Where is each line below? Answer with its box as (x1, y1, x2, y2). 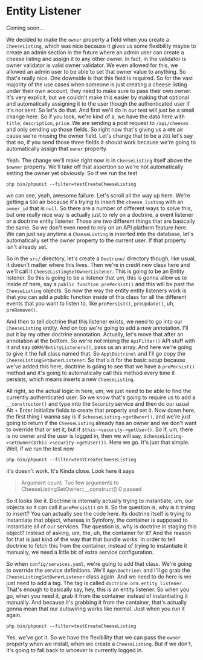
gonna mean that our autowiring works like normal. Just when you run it (6, 605, 185, 612)
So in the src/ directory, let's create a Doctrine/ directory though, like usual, (6, 255, 196, 262)
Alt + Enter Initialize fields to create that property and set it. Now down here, (6, 406, 196, 414)
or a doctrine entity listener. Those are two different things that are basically (6, 217, 195, 225)
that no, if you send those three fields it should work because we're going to (6, 138, 196, 146)
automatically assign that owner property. (6, 145, 108, 152)
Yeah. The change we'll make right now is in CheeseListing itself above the (6, 156, 192, 164)
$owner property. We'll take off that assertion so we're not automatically (6, 163, 184, 170)
